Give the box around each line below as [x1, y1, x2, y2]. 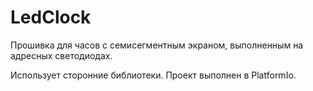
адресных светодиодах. [10, 49, 113, 61]
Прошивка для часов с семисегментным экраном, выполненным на [10, 39, 304, 51]
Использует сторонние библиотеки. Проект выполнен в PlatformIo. [10, 69, 297, 81]
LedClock [10, 6, 92, 29]
